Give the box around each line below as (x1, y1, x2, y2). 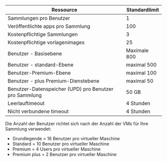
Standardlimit (126, 6, 159, 13)
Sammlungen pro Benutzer (7, 15, 71, 21)
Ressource (51, 6, 78, 13)
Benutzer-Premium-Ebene (7, 70, 71, 76)
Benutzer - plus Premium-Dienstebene (7, 78, 99, 84)
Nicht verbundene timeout (7, 108, 69, 115)
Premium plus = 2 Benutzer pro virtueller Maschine (12, 152, 117, 157)
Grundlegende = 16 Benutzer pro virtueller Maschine (12, 136, 120, 141)
